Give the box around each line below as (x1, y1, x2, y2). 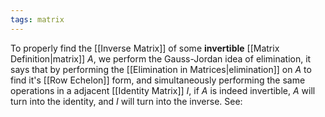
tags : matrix (10, 14, 65, 25)
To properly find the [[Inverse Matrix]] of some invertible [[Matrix (10, 42, 280, 54)
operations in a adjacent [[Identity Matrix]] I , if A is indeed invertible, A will (10, 84, 316, 96)
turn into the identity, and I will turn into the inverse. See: (10, 95, 243, 107)
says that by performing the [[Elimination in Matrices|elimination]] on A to (10, 63, 312, 75)
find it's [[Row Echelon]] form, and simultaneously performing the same (10, 74, 306, 86)
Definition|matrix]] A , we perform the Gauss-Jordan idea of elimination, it (10, 52, 312, 65)
